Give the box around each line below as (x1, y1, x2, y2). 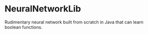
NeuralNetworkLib (4, 3, 81, 14)
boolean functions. (4, 24, 43, 30)
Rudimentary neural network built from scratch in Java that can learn (4, 19, 144, 25)
